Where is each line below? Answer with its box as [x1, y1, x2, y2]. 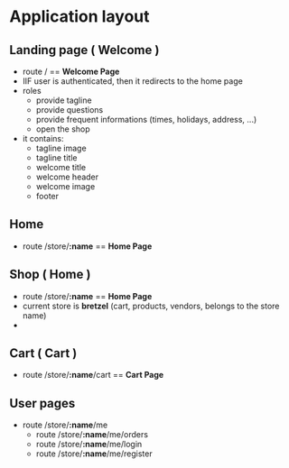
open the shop [35, 124, 90, 134]
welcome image [35, 181, 96, 191]
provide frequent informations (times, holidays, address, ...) [35, 115, 257, 124]
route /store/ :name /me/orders [35, 429, 149, 440]
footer [35, 191, 60, 201]
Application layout [9, 6, 151, 27]
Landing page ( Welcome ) [9, 42, 160, 58]
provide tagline [35, 95, 92, 106]
